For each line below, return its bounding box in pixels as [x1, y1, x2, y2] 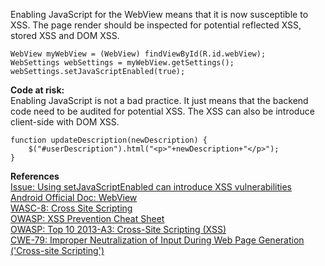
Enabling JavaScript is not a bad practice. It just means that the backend [10, 95, 309, 106]
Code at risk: [10, 84, 65, 96]
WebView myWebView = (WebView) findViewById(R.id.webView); [10, 49, 267, 59]
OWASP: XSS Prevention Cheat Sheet [10, 213, 165, 224]
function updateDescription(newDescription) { [10, 135, 208, 145]
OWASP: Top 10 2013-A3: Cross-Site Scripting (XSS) [10, 224, 227, 235]
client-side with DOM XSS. [10, 116, 120, 128]
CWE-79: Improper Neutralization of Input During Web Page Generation [10, 234, 305, 246]
